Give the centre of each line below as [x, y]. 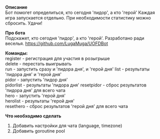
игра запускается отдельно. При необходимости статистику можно [78, 18]
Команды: [17, 53]
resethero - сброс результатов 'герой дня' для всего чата [66, 106]
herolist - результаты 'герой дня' [40, 101]
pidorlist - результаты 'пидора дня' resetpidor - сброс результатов [76, 85]
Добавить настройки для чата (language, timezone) [67, 125]
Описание [16, 7]
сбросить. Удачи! [24, 23]
